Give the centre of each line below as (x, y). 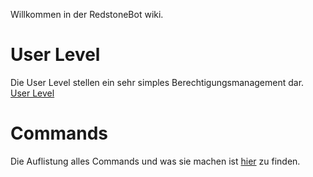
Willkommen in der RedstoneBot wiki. (87, 14)
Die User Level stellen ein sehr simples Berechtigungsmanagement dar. (157, 82)
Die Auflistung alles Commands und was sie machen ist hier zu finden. (155, 161)
